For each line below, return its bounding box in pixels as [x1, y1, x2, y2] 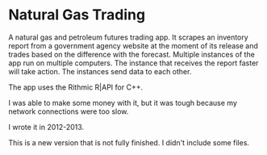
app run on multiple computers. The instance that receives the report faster [8, 58, 259, 68]
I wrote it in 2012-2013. [8, 122, 85, 132]
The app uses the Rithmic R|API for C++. [8, 82, 144, 92]
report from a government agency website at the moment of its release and [8, 40, 258, 50]
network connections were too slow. [8, 107, 129, 116]
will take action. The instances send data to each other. [8, 66, 192, 76]
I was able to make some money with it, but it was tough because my [8, 98, 238, 107]
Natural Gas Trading [8, 6, 146, 24]
